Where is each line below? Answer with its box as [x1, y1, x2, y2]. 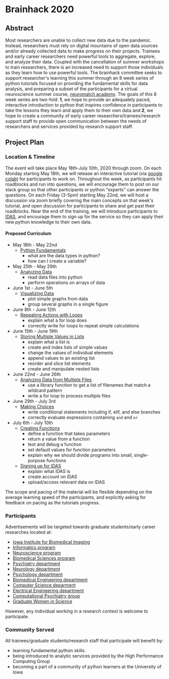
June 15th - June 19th [12, 328, 58, 334]
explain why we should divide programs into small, [27, 452, 133, 458]
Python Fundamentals [20, 247, 66, 253]
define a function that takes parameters [27, 430, 110, 436]
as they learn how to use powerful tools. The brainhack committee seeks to [5, 70, 162, 76]
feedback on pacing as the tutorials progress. [5, 499, 100, 505]
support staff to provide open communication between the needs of [5, 118, 147, 124]
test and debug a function [27, 441, 82, 447]
